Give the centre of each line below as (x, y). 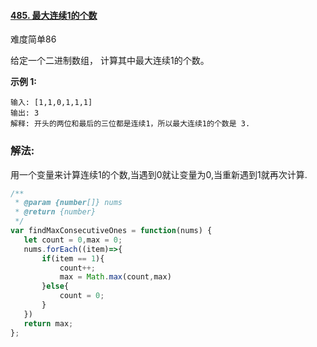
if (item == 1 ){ (73, 258)
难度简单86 (33, 39)
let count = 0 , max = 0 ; (73, 240)
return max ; (48, 323)
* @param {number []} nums (68, 203)
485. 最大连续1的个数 (54, 15)
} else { (55, 286)
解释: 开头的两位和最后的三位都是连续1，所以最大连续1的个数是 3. (130, 124)
